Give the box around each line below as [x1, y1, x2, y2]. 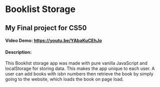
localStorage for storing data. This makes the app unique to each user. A [5, 65, 155, 71]
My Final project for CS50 [5, 24, 87, 32]
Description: [5, 49, 32, 55]
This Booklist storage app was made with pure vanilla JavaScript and [5, 60, 148, 66]
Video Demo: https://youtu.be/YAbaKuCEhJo [5, 38, 102, 44]
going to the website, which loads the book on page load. [5, 76, 124, 82]
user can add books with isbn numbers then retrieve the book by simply [5, 71, 154, 77]
